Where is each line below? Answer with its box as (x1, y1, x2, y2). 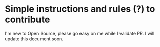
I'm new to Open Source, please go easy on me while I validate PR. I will (5, 30, 155, 36)
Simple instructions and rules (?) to (5, 3, 155, 15)
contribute (5, 14, 50, 25)
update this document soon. (5, 36, 64, 42)
